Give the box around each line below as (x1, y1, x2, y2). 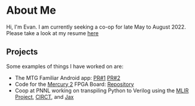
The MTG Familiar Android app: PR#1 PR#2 (14, 74, 121, 81)
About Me (6, 4, 56, 17)
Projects (6, 47, 38, 57)
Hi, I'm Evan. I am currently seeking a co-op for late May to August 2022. (6, 23, 187, 30)
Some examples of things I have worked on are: (6, 63, 124, 70)
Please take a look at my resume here (6, 29, 99, 36)
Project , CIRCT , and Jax (14, 93, 74, 100)
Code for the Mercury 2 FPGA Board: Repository (14, 80, 135, 88)
